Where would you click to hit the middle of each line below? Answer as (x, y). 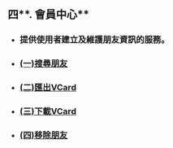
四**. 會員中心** (49, 15)
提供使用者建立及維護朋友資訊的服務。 (94, 40)
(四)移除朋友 (43, 135)
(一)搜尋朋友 (43, 63)
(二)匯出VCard (48, 88)
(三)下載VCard (48, 111)
